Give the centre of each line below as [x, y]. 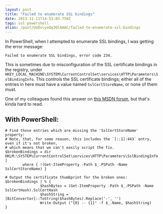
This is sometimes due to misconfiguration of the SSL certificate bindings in [81, 65]
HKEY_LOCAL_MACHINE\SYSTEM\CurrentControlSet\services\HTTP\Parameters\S [82, 74]
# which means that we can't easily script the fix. [60, 147]
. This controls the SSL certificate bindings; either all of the [92, 79]
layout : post [18, 9]
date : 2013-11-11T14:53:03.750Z [38, 18]
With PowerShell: [32, 119]
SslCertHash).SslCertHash [31, 190]
